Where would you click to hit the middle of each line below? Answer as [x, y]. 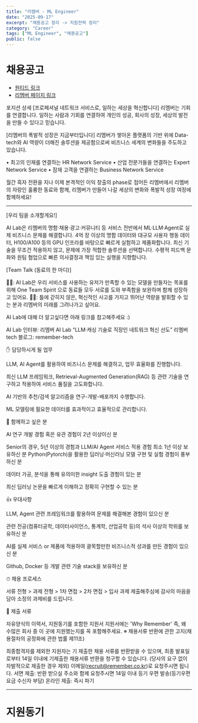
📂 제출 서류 [19, 611]
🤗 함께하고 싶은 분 [27, 422]
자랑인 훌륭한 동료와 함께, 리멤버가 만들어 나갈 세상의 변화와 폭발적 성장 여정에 [102, 189]
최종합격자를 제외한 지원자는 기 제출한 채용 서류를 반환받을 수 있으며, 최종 [90, 651]
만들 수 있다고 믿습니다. [39, 122]
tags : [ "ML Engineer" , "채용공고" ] [47, 34]
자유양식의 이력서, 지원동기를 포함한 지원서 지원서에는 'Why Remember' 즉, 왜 [96, 624]
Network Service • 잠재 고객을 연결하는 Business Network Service [85, 170]
